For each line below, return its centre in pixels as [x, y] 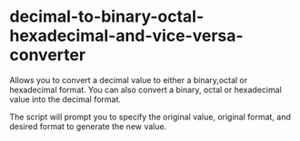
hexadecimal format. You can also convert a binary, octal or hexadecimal [145, 89]
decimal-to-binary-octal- [107, 17]
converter [48, 55]
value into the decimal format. [65, 99]
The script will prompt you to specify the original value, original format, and [150, 117]
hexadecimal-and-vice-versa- [126, 36]
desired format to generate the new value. [88, 126]
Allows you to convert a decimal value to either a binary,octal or [129, 80]
